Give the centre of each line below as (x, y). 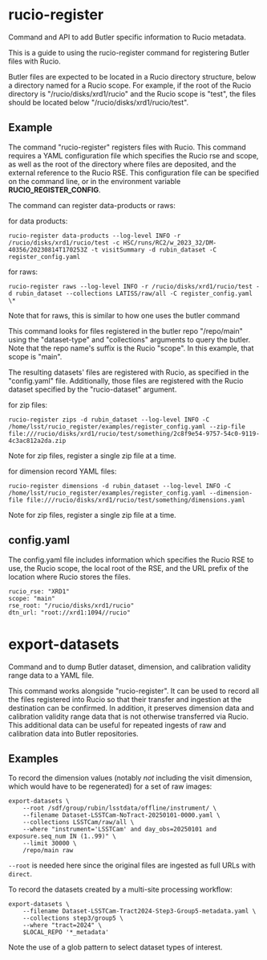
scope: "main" (32, 598)
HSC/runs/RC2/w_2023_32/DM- (170, 243)
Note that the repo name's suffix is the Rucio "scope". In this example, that (131, 348)
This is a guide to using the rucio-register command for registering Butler (129, 52)
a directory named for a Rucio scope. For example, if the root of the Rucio (130, 85)
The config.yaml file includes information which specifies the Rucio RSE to (131, 560)
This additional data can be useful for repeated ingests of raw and (117, 724)
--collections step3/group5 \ (73, 918)
